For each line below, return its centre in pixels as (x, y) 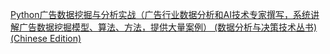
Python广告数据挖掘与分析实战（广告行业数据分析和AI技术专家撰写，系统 (160, 14)
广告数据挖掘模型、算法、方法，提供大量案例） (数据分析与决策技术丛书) (168, 27)
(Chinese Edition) (46, 38)
